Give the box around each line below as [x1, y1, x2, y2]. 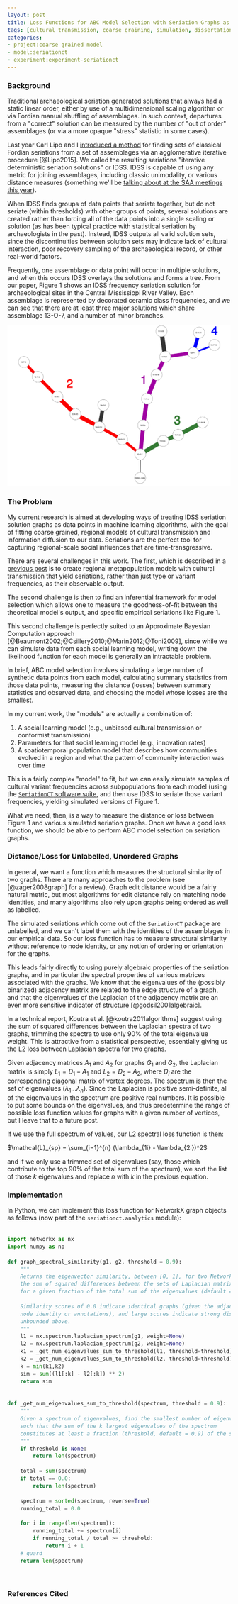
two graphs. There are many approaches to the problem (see [7, 875, 186, 884]
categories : [7, 34, 42, 41]
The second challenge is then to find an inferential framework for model [7, 593, 217, 602]
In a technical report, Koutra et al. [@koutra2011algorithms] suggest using [7, 1014, 222, 1023]
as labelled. [7, 905, 41, 914]
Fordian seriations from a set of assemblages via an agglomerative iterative [7, 148, 227, 157]
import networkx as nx [7, 1236, 74, 1243]
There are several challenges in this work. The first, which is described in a [7, 557, 227, 565]
